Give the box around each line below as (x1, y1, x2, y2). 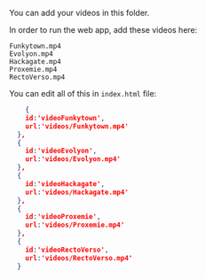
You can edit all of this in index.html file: (9, 89, 157, 98)
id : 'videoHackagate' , (25, 179, 105, 189)
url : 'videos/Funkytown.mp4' (25, 121, 129, 131)
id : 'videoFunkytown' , (25, 113, 105, 122)
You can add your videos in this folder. (9, 8, 150, 18)
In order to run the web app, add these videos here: (9, 25, 198, 35)
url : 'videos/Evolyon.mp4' (25, 155, 122, 164)
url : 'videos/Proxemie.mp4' (25, 221, 125, 229)
